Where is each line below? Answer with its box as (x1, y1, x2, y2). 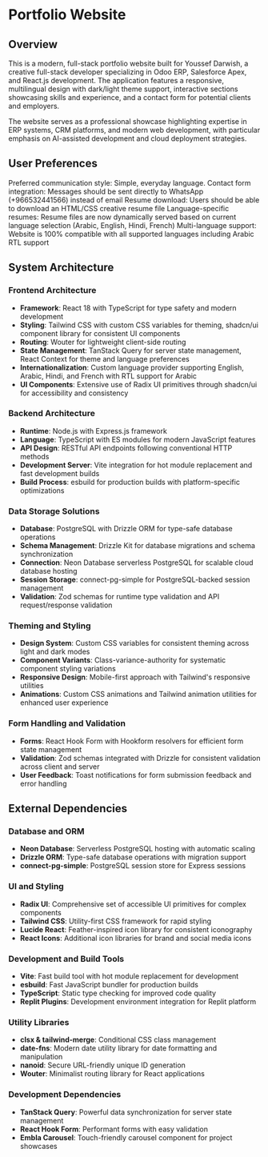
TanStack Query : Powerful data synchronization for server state (19, 1107, 232, 1117)
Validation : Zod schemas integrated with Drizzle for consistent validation (19, 753, 262, 763)
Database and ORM (8, 826, 86, 837)
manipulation (19, 1052, 63, 1062)
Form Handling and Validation (8, 718, 126, 729)
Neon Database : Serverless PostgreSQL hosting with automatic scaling (19, 844, 256, 854)
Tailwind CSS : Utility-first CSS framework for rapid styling (19, 916, 212, 926)
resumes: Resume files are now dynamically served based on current (8, 212, 237, 222)
